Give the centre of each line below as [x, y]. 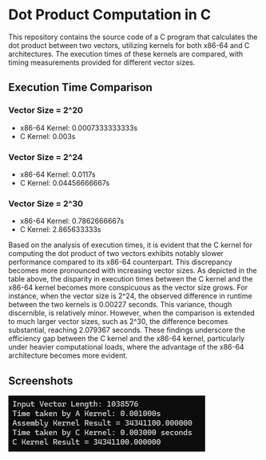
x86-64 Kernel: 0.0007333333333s [79, 128]
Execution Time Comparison [81, 88]
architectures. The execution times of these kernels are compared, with [126, 54]
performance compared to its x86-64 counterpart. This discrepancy [120, 262]
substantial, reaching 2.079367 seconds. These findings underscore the [127, 330]
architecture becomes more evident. [68, 356]
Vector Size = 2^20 [46, 110]
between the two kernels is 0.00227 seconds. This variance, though [120, 305]
